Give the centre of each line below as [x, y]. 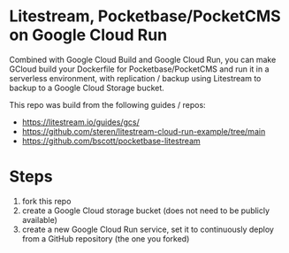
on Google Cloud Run [88, 35]
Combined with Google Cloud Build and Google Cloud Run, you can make [143, 59]
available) [39, 219]
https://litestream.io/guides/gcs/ [80, 122]
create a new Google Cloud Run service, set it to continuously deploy [148, 229]
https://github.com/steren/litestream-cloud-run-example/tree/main [144, 131]
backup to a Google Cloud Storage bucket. [87, 88]
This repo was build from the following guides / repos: [107, 104]
